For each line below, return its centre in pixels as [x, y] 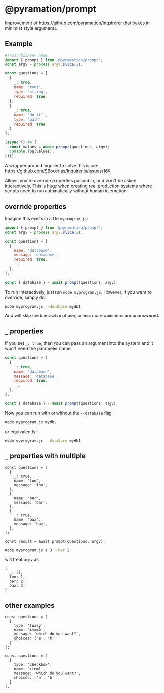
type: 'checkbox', [33, 665]
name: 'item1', [30, 669]
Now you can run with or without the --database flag [58, 413]
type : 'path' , [28, 120]
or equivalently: [21, 431]
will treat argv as [22, 560]
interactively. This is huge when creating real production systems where [79, 186]
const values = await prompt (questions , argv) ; [60, 147]
